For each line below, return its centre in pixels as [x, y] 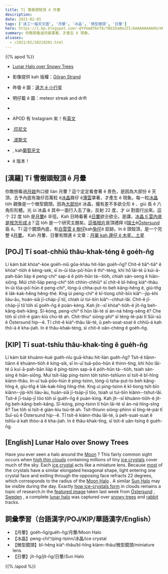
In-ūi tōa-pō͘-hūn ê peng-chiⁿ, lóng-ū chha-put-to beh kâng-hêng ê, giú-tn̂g [83, 288]
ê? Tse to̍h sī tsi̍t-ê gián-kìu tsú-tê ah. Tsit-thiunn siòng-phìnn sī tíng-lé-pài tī [84, 410]
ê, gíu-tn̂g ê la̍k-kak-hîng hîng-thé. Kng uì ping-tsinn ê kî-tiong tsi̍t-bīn [87, 387]
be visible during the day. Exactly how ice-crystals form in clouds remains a [83, 486]
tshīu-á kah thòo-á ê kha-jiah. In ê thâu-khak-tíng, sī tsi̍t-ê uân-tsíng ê [77, 421]
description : [19, 15]
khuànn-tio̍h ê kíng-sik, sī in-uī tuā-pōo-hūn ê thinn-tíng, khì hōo [87, 363]
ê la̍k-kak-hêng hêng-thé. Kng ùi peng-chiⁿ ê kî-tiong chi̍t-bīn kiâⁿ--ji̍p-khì [82, 294]
